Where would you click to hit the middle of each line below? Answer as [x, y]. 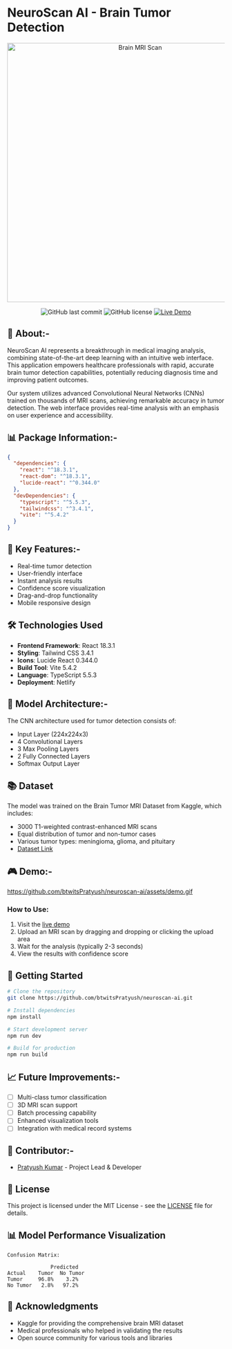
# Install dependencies [41, 1010]
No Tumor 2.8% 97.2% [43, 1285]
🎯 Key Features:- [44, 549]
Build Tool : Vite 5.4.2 [47, 667]
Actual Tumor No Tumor [46, 1273]
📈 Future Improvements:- [64, 1077]
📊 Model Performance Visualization [86, 1236]
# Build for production [41, 1048]
